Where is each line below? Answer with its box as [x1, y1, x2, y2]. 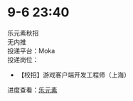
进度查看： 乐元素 [7, 85, 58, 94]
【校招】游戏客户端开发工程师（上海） [17, 70, 130, 79]
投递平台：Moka [7, 46, 55, 55]
